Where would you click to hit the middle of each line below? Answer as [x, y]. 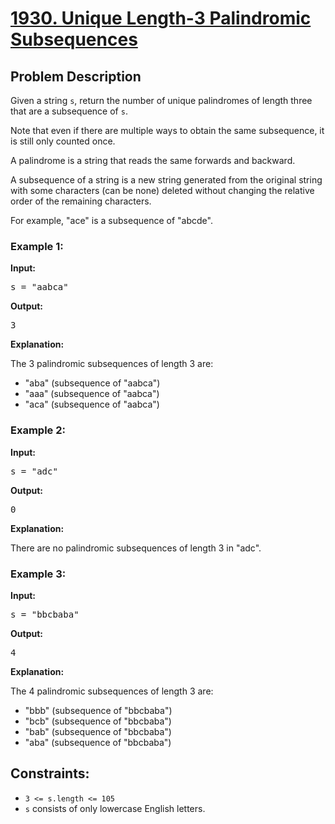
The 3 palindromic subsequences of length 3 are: [112, 364]
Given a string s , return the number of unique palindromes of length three [161, 100]
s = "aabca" [39, 287]
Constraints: [50, 773]
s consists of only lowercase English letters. [115, 808]
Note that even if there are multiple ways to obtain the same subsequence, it [167, 130]
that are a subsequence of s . [69, 111]
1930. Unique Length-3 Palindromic [161, 18]
